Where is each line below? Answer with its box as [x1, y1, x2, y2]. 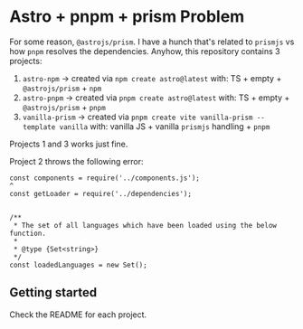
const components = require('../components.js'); [9, 174, 201, 183]
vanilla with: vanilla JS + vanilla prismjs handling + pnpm [59, 120, 270, 132]
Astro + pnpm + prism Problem [9, 6, 245, 27]
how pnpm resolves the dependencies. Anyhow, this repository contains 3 [9, 45, 280, 56]
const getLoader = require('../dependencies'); [9, 189, 193, 198]
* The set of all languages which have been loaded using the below [13, 221, 278, 230]
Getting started [9, 285, 98, 300]
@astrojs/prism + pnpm [22, 101, 106, 112]
